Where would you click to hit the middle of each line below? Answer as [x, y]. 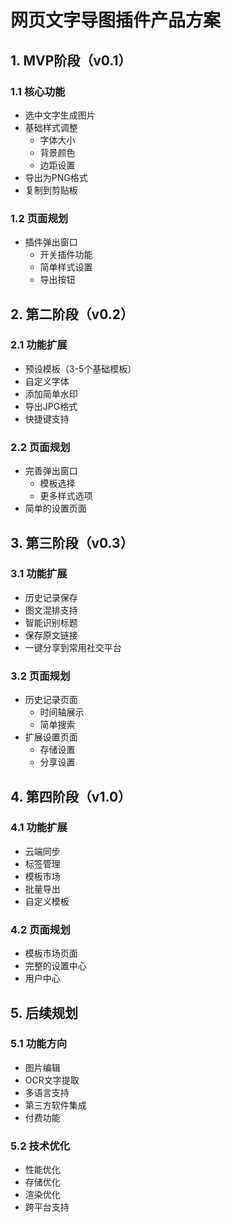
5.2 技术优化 [40, 1146]
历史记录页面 [51, 700]
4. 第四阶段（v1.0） [71, 796]
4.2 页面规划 [40, 929]
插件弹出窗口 [51, 242]
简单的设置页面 [55, 508]
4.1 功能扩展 [39, 828]
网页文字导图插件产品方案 [116, 20]
